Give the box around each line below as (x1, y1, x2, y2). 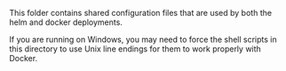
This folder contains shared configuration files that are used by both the (9, 8, 273, 18)
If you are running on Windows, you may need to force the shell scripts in (9, 35, 277, 44)
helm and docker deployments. (9, 17, 123, 28)
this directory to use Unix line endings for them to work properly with (9, 43, 262, 54)
